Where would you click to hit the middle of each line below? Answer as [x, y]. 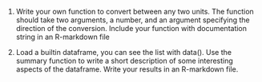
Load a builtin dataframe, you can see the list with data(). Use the [124, 52]
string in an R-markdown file [62, 37]
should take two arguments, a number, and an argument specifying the [133, 20]
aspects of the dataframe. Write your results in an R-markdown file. [127, 69]
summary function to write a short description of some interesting [125, 61]
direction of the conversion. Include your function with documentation [131, 28]
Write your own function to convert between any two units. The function [135, 12]
